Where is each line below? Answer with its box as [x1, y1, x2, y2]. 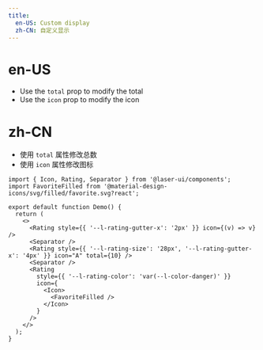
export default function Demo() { [8, 204, 122, 211]
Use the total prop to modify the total [19, 86, 144, 96]
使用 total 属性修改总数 [19, 150, 97, 159]
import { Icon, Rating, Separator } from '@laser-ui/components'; [8, 176, 231, 184]
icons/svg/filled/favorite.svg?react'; [8, 189, 140, 198]
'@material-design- [103, 183, 168, 191]
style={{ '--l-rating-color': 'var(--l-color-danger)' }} [36, 272, 231, 281]
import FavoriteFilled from [8, 183, 101, 191]
